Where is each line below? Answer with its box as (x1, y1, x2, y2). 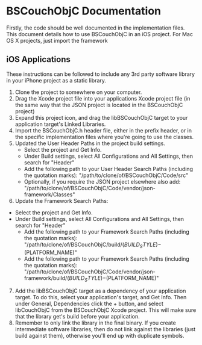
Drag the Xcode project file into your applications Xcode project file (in (14, 95, 191, 102)
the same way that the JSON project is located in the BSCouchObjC (14, 101, 183, 108)
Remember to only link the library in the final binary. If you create (14, 319, 176, 326)
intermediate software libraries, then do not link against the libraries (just (14, 326, 196, 333)
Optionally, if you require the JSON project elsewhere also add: (24, 178, 181, 185)
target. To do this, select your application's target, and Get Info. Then (14, 294, 187, 301)
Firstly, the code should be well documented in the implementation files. (6, 24, 185, 31)
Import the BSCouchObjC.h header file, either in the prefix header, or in (14, 126, 192, 134)
